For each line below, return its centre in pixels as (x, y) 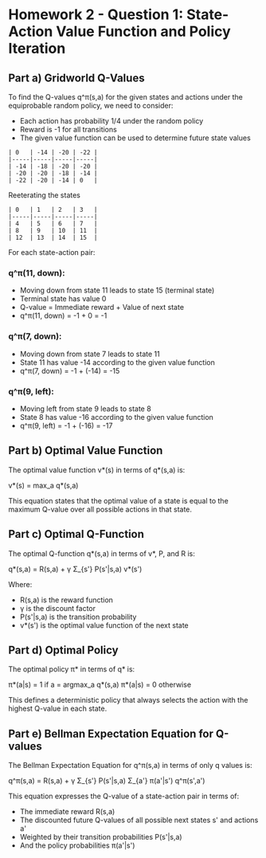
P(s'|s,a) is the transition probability (78, 617)
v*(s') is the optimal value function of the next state (104, 625)
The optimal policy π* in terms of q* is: (72, 669)
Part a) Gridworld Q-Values (76, 78)
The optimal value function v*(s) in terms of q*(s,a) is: (97, 470)
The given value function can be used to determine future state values (135, 138)
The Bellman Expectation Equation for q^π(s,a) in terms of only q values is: (130, 766)
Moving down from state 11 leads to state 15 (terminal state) (117, 290)
